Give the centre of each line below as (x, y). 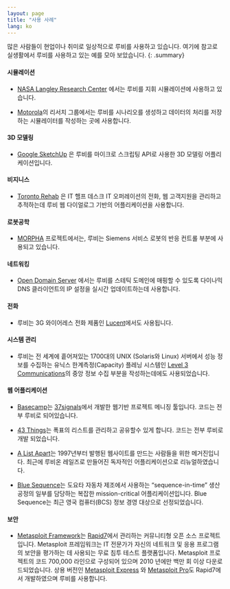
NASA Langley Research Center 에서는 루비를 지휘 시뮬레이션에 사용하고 (116, 89)
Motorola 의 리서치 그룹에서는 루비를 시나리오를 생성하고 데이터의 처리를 (113, 112)
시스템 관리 (22, 340)
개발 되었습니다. (38, 439)
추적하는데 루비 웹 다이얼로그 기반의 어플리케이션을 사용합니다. (101, 205)
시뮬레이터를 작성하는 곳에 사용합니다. (81, 120)
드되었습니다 (34, 570)
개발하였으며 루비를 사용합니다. (66, 579)
